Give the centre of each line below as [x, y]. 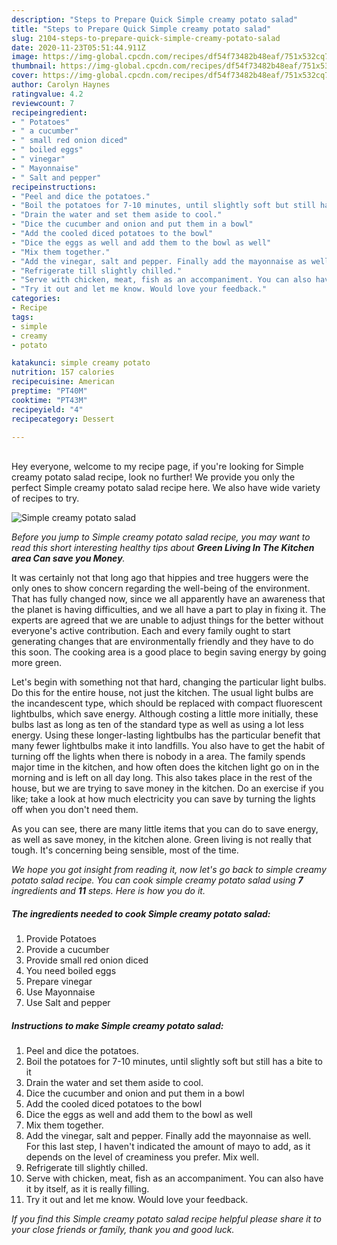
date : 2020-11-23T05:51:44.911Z [78, 47]
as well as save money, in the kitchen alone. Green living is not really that [161, 840]
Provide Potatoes [61, 939]
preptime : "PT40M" [49, 391]
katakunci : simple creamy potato [81, 363]
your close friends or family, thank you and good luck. [123, 1230]
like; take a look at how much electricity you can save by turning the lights [163, 799]
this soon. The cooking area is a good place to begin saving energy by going [169, 652]
